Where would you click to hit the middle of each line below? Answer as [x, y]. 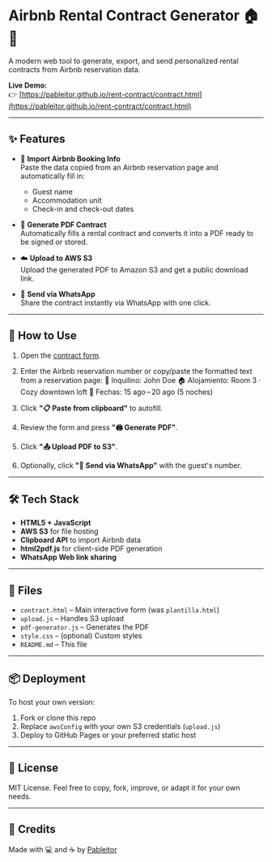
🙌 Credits [32, 829]
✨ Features [37, 139]
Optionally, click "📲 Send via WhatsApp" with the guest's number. [131, 465]
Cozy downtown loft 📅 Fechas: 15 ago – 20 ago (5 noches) [116, 392]
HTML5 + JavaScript [55, 523]
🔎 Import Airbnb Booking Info [70, 158]
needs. [20, 796]
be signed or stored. [54, 242]
